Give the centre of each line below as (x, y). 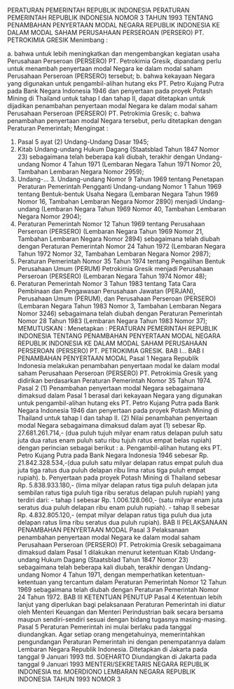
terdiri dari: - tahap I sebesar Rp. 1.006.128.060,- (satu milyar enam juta (120, 500)
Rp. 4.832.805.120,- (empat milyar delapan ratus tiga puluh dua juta (115, 515)
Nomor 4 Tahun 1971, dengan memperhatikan (107, 575)
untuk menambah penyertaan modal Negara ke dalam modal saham (105, 68)
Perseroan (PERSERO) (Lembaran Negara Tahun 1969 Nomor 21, (110, 231)
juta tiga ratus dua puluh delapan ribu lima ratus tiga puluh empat (111, 470)
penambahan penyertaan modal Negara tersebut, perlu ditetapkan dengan (115, 121)
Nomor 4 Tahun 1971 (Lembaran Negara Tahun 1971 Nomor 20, (131, 164)
